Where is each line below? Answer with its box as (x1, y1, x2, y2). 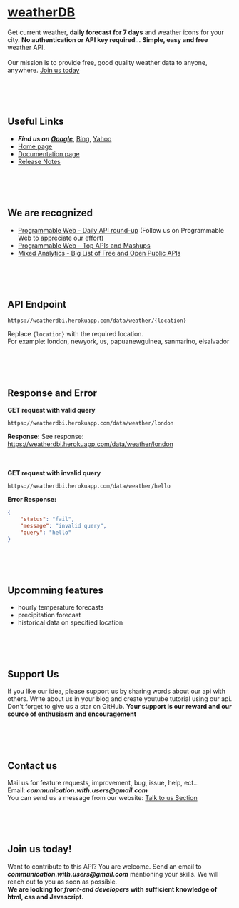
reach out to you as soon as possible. (7, 877, 118, 886)
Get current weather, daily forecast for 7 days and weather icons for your (7, 28, 225, 36)
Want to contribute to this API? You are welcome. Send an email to (7, 862, 202, 871)
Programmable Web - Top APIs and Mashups (17, 241, 151, 250)
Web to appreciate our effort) (17, 233, 104, 242)
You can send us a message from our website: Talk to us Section (7, 794, 198, 802)
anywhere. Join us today (7, 66, 80, 74)
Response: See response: (7, 433, 84, 441)
